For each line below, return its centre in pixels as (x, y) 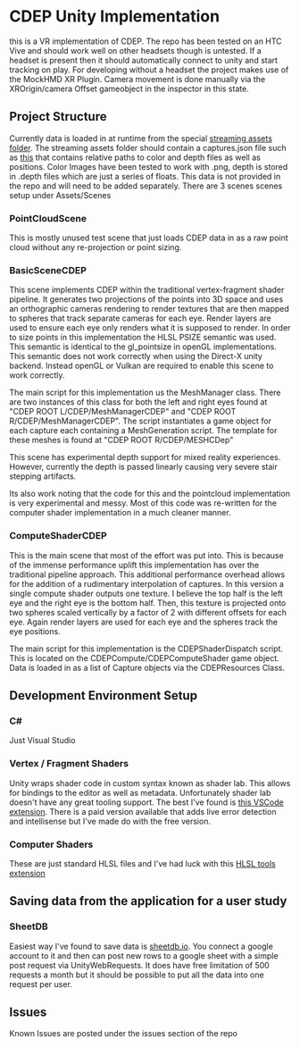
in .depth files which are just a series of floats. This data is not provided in (145, 176)
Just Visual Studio (42, 741)
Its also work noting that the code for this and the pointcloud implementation (150, 494)
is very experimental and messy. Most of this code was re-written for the (143, 503)
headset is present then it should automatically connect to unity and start (144, 60)
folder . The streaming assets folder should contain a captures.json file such (148, 147)
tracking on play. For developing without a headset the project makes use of (149, 70)
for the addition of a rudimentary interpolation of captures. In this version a (146, 583)
